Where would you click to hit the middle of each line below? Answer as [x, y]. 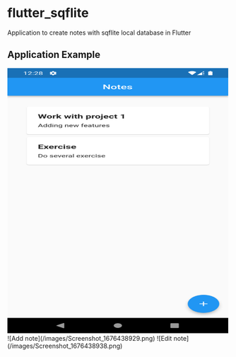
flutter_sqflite [48, 13]
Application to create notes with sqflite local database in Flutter [99, 33]
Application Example [54, 55]
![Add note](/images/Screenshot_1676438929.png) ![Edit [90, 338]
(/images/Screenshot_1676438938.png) [65, 346]
